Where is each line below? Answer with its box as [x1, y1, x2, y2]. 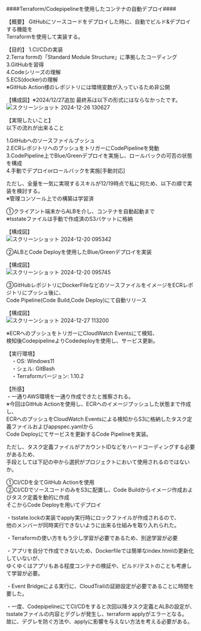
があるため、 [6, 451, 38, 458]
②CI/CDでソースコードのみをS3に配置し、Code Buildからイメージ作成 [6, 486, 183, 493]
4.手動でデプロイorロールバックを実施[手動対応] [6, 167, 125, 174]
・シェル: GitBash [11, 365, 55, 372]
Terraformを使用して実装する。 [6, 33, 84, 40]
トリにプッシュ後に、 [11, 289, 64, 296]
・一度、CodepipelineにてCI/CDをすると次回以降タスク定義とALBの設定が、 [6, 603, 196, 610]
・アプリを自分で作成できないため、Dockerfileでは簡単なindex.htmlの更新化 [6, 547, 194, 554]
